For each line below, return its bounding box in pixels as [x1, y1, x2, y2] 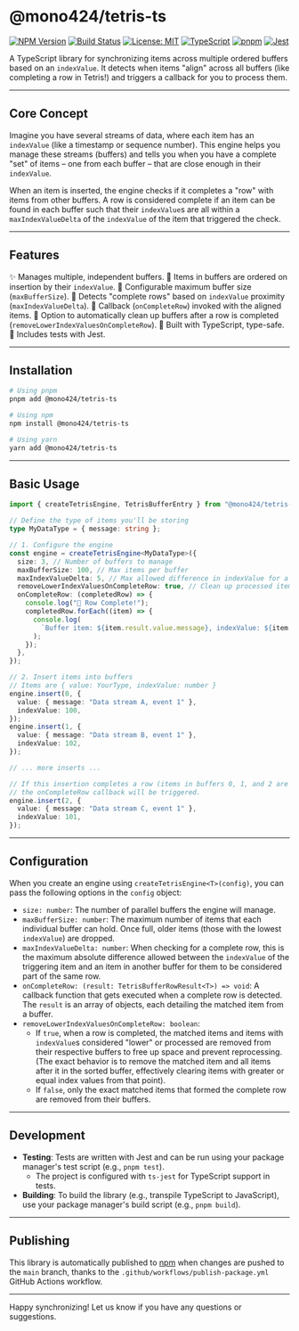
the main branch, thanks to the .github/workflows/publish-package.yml [9, 1266, 270, 1277]
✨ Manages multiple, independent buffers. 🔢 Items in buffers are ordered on [9, 271, 287, 282]
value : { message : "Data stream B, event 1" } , [17, 731, 198, 740]
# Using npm [9, 411, 53, 420]
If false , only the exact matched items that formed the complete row [35, 1084, 287, 1095]
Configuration [9, 854, 89, 869]
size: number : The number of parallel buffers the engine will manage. [21, 904, 276, 915]
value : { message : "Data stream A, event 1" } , [17, 697, 198, 706]
